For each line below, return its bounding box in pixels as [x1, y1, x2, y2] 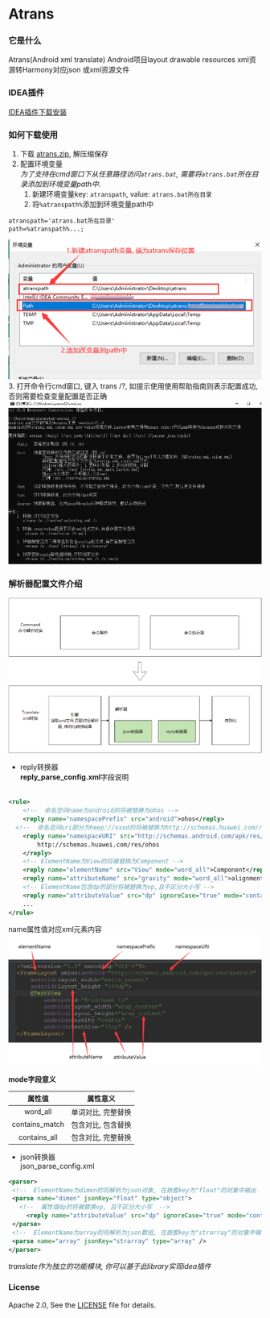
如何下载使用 [8, 129, 59, 140]
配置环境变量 [19, 159, 63, 169]
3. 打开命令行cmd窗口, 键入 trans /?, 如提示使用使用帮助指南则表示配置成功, [8, 381, 259, 391]
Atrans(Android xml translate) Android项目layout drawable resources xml [8, 55, 249, 64]
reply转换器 [19, 763, 59, 772]
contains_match [11, 1120, 64, 1129]
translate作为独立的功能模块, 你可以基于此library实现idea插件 [8, 1261, 211, 1270]
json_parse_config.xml [19, 1161, 95, 1170]
